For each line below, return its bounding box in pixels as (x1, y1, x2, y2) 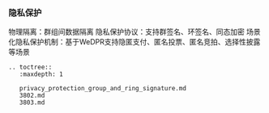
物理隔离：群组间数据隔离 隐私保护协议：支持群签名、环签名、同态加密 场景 (8, 27, 261, 37)
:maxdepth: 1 (19, 70, 63, 78)
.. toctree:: (8, 63, 53, 72)
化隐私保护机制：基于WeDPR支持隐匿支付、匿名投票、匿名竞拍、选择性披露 (8, 37, 261, 47)
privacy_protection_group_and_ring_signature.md (19, 85, 186, 93)
